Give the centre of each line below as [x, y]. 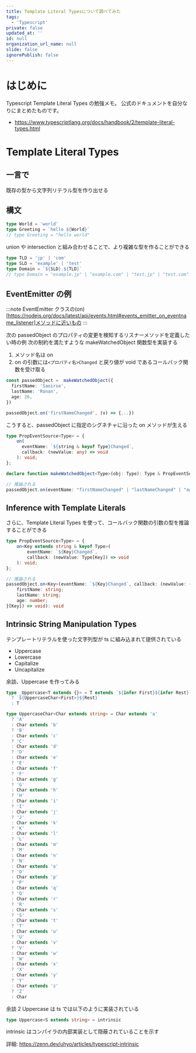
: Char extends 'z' [35, 986]
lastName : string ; [39, 595]
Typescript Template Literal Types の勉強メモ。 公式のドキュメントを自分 [94, 103]
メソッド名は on [34, 355]
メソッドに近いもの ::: [61, 323]
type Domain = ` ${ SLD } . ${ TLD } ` [44, 269]
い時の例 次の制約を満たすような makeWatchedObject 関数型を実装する [92, 342]
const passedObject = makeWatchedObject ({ [60, 381]
